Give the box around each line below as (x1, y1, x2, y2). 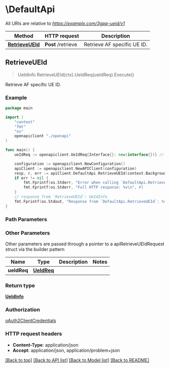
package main (5, 105, 33, 111)
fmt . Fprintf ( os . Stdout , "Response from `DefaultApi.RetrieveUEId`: (14, 199, 159, 204)
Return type (5, 282, 35, 289)
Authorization (5, 306, 40, 313)
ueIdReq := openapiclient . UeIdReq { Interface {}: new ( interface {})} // (14, 152, 164, 158)
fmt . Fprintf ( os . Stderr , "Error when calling (23, 180, 119, 186)
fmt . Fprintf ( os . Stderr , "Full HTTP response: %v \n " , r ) (23, 185, 144, 190)
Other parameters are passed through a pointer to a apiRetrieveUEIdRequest (5, 241, 164, 247)
